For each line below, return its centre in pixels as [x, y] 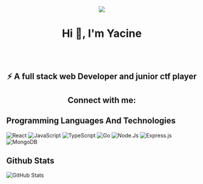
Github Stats [30, 161]
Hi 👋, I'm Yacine [102, 34]
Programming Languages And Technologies [91, 121]
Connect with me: [102, 100]
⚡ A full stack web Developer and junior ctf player [102, 77]
